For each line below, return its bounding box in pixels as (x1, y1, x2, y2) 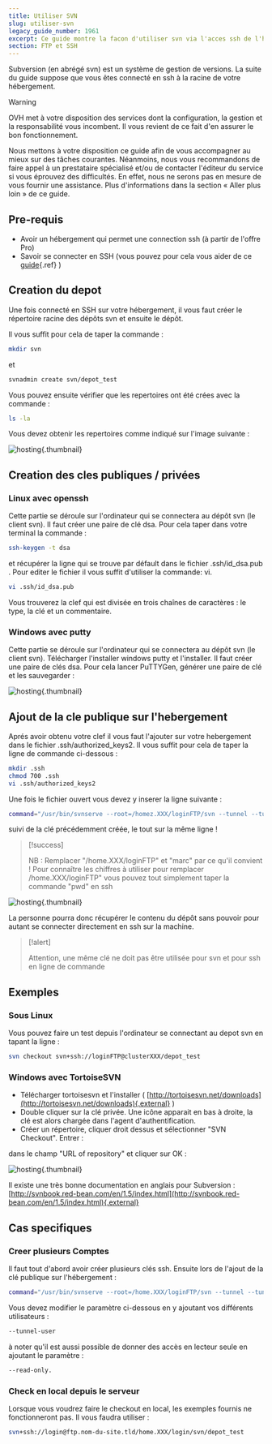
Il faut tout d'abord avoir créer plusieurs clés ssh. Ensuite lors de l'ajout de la (8, 1263, 264, 1274)
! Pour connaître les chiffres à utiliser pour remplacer (28, 865, 205, 875)
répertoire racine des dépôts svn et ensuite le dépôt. (8, 313, 184, 323)
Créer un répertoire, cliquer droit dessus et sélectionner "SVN (19, 1124, 227, 1134)
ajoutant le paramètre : (8, 1350, 84, 1360)
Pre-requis (8, 213, 64, 226)
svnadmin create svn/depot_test (8, 375, 117, 384)
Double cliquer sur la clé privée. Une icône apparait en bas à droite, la (19, 1107, 253, 1117)
